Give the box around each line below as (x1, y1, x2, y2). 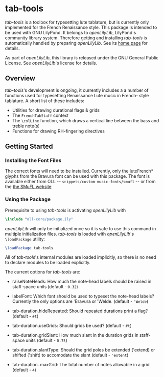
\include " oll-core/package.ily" (5, 216, 73, 221)
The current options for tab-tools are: (5, 269, 81, 275)
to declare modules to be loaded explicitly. (5, 260, 91, 266)
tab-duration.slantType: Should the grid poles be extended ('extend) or (12, 347, 155, 353)
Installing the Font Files (5, 157, 62, 164)
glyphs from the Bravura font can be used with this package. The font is (5, 173, 150, 179)
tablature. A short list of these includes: (5, 98, 85, 104)
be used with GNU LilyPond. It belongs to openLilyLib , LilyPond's (5, 29, 136, 35)
